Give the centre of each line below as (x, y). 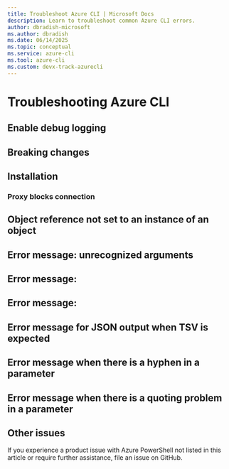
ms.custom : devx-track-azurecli (55, 67)
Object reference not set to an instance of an (108, 220)
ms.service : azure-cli (41, 54)
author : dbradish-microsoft (49, 27)
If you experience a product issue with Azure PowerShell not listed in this (114, 450)
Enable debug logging (57, 128)
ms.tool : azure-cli (36, 60)
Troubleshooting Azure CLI (89, 102)
